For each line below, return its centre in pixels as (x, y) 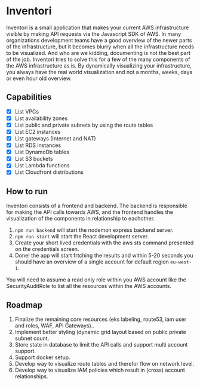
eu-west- (181, 262)
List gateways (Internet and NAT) (56, 138)
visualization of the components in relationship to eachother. (81, 219)
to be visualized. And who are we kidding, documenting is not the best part (99, 53)
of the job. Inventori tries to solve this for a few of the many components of (98, 59)
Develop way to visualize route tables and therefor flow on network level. (104, 364)
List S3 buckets (34, 159)
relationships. (31, 376)
